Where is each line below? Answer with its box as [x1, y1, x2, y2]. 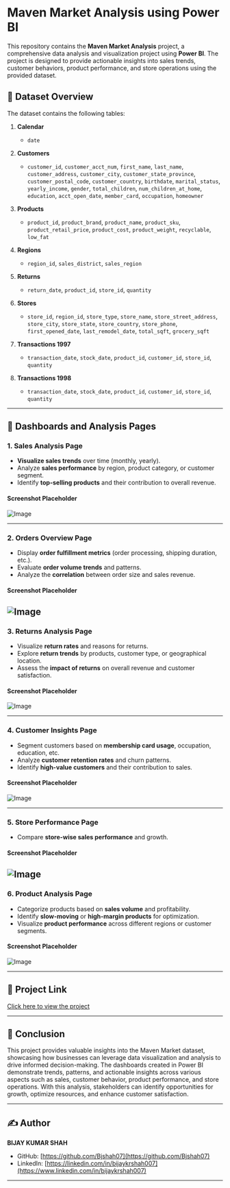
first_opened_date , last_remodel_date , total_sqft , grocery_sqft [27, 327, 210, 335]
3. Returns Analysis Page [7, 626, 92, 636]
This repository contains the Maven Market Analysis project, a [7, 42, 185, 50]
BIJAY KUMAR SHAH [7, 1139, 68, 1147]
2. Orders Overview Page [7, 533, 92, 543]
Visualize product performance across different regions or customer [16, 919, 212, 928]
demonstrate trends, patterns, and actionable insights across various [7, 1068, 201, 1076]
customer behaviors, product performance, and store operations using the [7, 64, 217, 72]
